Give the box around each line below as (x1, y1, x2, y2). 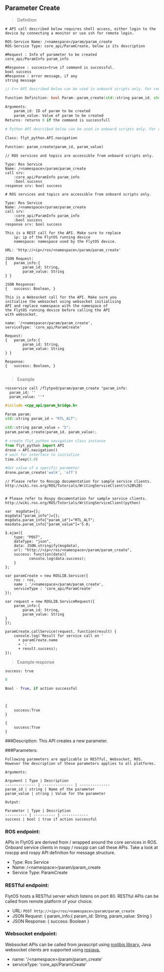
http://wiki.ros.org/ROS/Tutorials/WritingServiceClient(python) (5, 500, 141, 505)
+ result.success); (18, 647, 58, 651)
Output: (5, 799, 21, 804)
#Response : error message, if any (5, 74, 78, 78)
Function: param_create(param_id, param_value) (5, 144, 104, 149)
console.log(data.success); (29, 556, 86, 561)
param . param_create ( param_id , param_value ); (5, 430, 97, 435)
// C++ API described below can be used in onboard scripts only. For (5, 86, 152, 91)
